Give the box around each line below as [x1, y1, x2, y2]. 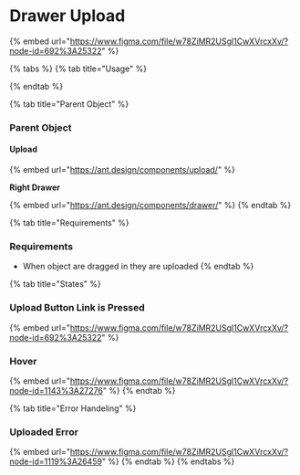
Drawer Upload [9, 5, 126, 26]
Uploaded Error [9, 426, 79, 438]
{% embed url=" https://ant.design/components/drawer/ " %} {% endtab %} [9, 200, 292, 211]
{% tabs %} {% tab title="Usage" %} [9, 63, 148, 74]
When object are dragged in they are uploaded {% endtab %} [22, 261, 254, 272]
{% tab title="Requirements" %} [9, 217, 129, 228]
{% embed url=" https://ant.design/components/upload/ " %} [9, 164, 235, 175]
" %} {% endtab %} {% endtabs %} [101, 456, 235, 467]
